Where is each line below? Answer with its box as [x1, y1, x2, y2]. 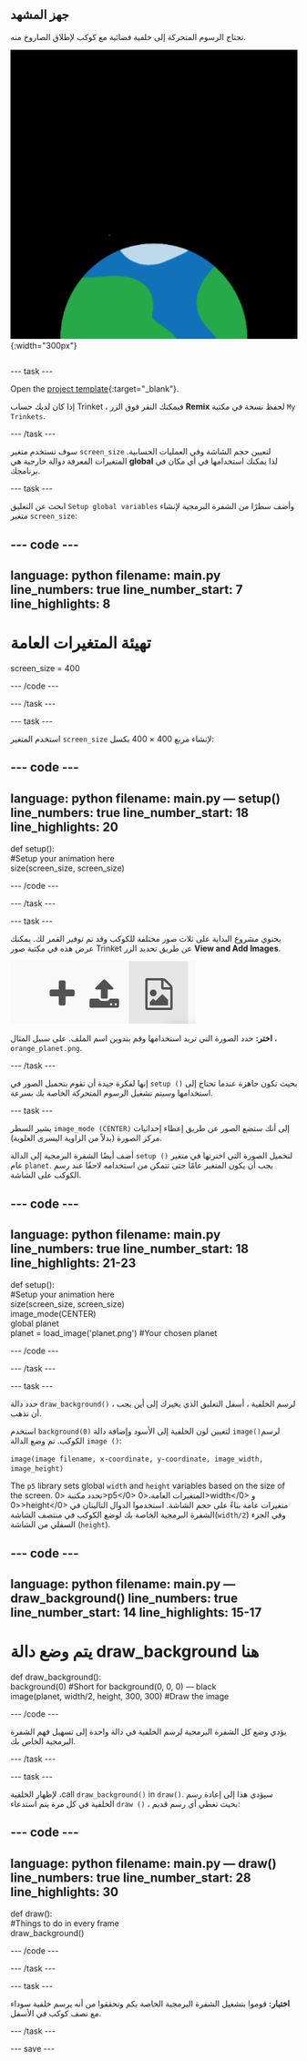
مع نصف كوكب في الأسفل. [10, 2008, 102, 2019]
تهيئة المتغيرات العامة [10, 633, 151, 654]
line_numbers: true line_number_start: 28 [10, 1870, 251, 1885]
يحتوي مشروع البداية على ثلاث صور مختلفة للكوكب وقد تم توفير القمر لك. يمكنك [10, 934, 281, 944]
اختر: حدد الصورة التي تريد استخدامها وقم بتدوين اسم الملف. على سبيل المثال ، [10, 1033, 278, 1044]
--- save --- [10, 2044, 56, 2055]
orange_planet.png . [10, 1043, 83, 1054]
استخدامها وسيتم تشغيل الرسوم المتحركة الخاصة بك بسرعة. [10, 1087, 213, 1098]
